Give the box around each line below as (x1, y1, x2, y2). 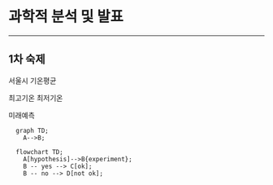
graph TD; (15, 126, 49, 134)
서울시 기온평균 (8, 75, 57, 86)
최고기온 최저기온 (8, 93, 63, 103)
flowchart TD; (15, 148, 63, 156)
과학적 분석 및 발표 (8, 7, 123, 26)
